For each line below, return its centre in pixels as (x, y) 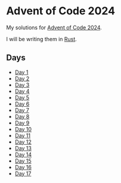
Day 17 (23, 173)
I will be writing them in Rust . (42, 39)
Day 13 (23, 148)
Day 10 (23, 129)
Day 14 (23, 154)
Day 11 (23, 135)
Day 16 (23, 167)
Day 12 (23, 142)
